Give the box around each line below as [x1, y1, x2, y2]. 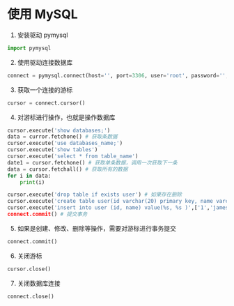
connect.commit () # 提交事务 [7, 211, 88, 218]
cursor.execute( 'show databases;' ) [7, 127, 111, 134]
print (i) [19, 178, 45, 185]
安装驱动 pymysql [17, 31, 68, 39]
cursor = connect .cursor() [7, 99, 86, 107]
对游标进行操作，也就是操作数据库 [17, 113, 116, 121]
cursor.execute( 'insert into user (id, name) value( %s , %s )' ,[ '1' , [7, 204, 210, 211]
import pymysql [7, 45, 52, 52]
